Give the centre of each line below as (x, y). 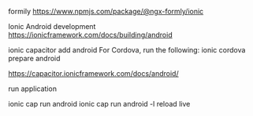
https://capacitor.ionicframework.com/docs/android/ (93, 73)
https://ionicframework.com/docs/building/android (90, 35)
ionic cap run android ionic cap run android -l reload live (99, 104)
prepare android (34, 58)
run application (33, 89)
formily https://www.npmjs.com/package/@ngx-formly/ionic (106, 11)
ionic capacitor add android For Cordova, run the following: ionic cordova (127, 50)
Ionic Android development (52, 26)
